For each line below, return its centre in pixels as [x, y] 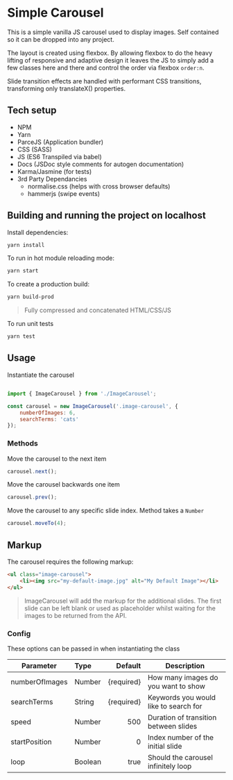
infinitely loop [170, 766]
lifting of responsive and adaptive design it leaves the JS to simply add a [111, 60]
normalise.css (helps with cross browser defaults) [99, 186]
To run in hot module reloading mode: [61, 258]
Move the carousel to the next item [57, 458]
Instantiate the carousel [41, 375]
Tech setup [32, 110]
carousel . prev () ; [32, 497]
